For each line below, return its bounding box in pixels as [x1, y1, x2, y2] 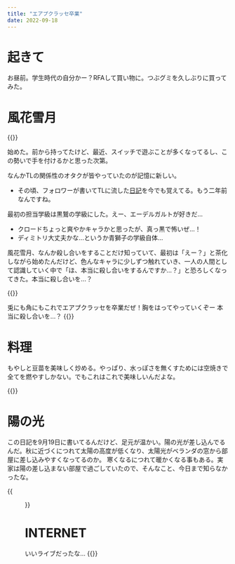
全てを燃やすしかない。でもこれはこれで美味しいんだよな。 [7, 372, 180, 381]
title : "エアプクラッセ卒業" [7, 10, 83, 18]
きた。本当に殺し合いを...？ [13, 275, 93, 283]
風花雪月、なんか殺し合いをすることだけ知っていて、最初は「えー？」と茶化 [7, 248, 228, 257]
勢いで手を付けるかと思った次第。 [13, 156, 112, 165]
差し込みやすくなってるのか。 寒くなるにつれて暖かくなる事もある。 [19, 455, 217, 464]
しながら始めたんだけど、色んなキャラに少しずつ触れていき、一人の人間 [7, 257, 215, 266]
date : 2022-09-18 [7, 17, 58, 24]
